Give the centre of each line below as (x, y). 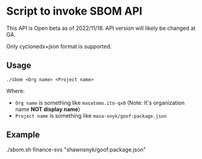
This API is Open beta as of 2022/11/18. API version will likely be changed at (101, 28)
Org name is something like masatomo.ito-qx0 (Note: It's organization (100, 102)
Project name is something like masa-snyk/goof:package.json (91, 115)
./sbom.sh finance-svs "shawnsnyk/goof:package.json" (76, 149)
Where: (16, 91)
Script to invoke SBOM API (75, 11)
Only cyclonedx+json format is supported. (59, 46)
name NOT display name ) (47, 109)
